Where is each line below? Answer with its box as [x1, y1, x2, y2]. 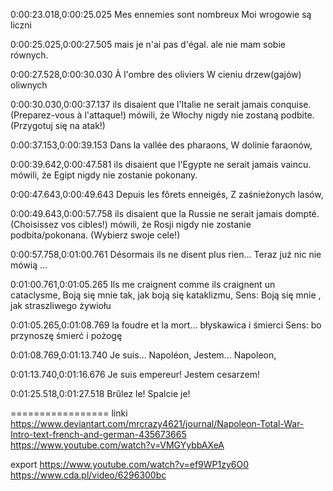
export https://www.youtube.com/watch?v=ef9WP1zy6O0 [10, 459, 250, 470]
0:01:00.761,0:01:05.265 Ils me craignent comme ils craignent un [10, 279, 276, 290]
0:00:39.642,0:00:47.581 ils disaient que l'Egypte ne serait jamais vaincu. [10, 159, 312, 170]
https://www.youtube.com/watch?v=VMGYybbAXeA [10, 439, 225, 451]
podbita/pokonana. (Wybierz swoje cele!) [10, 229, 181, 241]
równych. [10, 49, 49, 61]
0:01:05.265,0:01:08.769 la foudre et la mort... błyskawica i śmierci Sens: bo [10, 319, 322, 331]
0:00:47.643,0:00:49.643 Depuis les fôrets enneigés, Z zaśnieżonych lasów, [10, 189, 324, 200]
